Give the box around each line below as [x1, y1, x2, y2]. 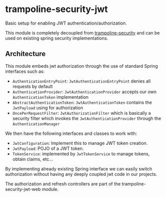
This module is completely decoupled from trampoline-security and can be [5, 30, 160, 36]
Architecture [5, 50, 46, 58]
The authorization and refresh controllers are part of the [5, 180, 121, 186]
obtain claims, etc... [12, 156, 53, 162]
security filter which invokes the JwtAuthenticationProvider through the [12, 115, 161, 121]
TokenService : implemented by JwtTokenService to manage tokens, [12, 150, 150, 156]
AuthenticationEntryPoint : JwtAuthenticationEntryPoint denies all [12, 78, 151, 84]
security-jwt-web [5, 186, 41, 192]
